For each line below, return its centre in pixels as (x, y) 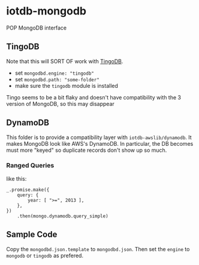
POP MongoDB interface (37, 28)
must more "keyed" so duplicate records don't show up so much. (87, 150)
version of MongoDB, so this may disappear (61, 104)
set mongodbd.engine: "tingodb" (55, 73)
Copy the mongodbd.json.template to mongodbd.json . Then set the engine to (98, 249)
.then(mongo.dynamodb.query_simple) (63, 216)
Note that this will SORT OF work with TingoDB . (65, 61)
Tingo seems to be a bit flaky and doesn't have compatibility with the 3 (94, 97)
